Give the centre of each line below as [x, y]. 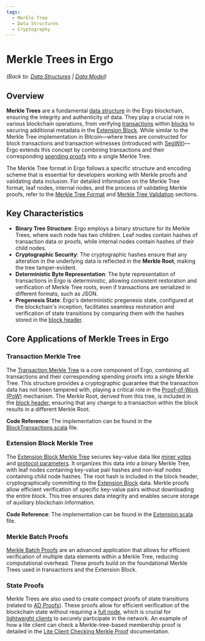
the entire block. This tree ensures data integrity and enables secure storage [103, 495]
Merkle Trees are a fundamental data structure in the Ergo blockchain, [95, 111]
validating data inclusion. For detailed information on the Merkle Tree [93, 181]
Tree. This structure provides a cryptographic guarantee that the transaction [102, 383]
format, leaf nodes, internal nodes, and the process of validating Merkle [97, 188]
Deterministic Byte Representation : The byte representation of [95, 274]
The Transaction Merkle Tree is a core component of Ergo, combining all [98, 370]
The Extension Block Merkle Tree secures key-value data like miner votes [99, 456]
